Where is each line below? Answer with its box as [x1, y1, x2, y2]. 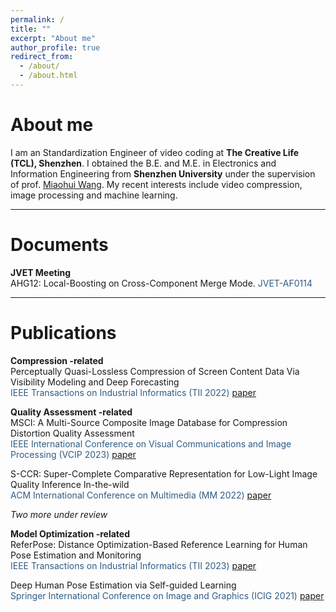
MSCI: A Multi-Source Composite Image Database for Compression [10, 416, 288, 428]
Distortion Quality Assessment [10, 427, 135, 439]
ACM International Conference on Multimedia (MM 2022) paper [10, 489, 272, 501]
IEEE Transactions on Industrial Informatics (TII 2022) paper [10, 386, 257, 398]
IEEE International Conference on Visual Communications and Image [10, 437, 292, 450]
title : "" [10, 24, 52, 34]
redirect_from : [10, 52, 74, 62]
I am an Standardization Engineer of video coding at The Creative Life [10, 146, 300, 158]
